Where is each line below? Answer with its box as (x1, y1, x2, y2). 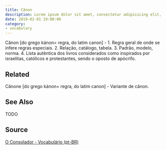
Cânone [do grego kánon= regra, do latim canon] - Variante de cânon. (5, 83, 149, 89)
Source (5, 125, 28, 134)
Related (5, 70, 30, 78)
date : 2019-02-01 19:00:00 (5, 16, 61, 21)
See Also (5, 98, 33, 106)
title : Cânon (5, 7, 32, 12)
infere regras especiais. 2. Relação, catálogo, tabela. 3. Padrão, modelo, (5, 45, 153, 51)
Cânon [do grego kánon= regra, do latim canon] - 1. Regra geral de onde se (5, 39, 160, 45)
